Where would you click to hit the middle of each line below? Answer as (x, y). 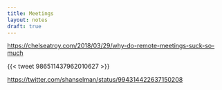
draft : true (24, 26)
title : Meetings (30, 13)
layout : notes (28, 20)
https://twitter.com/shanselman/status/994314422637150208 (95, 80)
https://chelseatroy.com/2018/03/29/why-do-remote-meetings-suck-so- (111, 46)
